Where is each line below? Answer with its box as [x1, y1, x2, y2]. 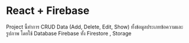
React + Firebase [6, 4, 90, 17]
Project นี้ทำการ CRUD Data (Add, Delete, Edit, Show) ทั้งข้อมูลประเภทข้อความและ [6, 23, 184, 30]
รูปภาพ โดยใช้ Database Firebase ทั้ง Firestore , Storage [6, 30, 132, 37]
